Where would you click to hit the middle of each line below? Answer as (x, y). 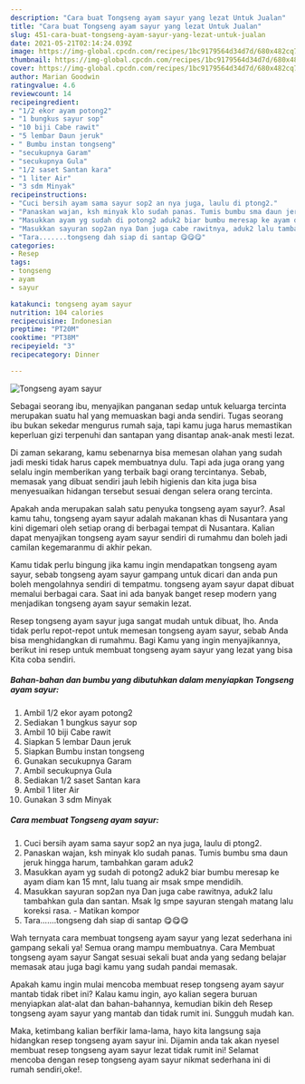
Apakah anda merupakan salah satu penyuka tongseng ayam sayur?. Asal (148, 508)
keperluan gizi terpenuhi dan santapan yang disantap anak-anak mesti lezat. (152, 435)
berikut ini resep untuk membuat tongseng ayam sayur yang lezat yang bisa (152, 649)
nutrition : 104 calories (57, 313)
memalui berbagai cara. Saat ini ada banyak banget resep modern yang (143, 593)
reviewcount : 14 (41, 93)
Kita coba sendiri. (43, 659)
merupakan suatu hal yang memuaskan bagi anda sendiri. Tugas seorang (147, 415)
